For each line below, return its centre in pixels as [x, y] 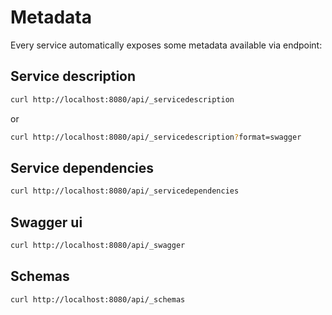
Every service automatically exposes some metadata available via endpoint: [166, 45]
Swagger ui [46, 222]
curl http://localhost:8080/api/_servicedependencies [125, 191]
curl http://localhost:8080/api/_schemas [98, 299]
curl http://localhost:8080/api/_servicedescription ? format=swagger [156, 137]
